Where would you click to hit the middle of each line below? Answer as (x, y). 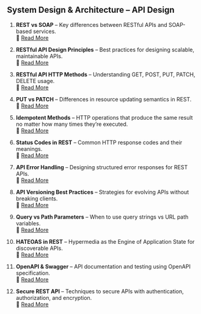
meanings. (29, 148)
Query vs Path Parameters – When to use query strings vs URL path (102, 217)
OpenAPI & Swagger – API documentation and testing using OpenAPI (103, 266)
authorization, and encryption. (54, 298)
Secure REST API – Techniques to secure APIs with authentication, (100, 291)
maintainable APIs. (39, 56)
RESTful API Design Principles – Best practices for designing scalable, (105, 49)
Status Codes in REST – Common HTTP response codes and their (99, 142)
